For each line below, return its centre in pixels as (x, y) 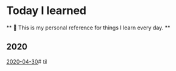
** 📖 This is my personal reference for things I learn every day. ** (88, 28)
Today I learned (46, 11)
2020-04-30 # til (27, 61)
